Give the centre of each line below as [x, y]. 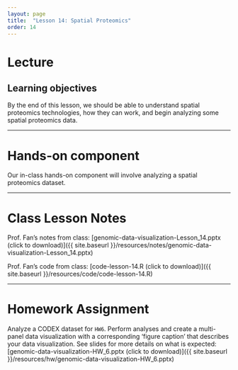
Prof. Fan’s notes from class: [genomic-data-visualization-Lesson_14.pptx [114, 237]
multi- [207, 329]
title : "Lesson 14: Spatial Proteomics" [69, 21]
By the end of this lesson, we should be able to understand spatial [104, 105]
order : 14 [22, 27]
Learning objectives [52, 88]
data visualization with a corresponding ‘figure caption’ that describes [127, 337]
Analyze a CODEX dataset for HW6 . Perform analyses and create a [102, 329]
